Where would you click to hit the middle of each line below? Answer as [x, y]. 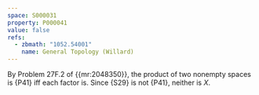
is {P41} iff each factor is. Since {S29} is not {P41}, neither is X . [109, 82]
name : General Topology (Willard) [78, 52]
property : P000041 [37, 23]
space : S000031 [32, 15]
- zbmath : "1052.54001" [53, 45]
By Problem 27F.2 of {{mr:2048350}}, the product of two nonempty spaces [129, 74]
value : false [29, 30]
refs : [16, 37]
